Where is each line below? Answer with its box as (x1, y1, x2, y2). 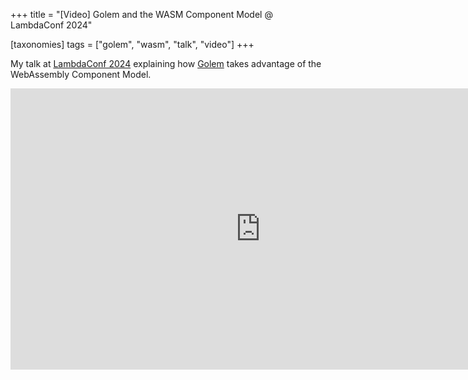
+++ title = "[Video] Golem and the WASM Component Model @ (10, 9, 273, 20)
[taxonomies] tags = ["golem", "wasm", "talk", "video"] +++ (10, 39, 255, 50)
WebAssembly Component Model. (10, 69, 152, 80)
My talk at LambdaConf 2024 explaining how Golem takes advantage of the (10, 58, 322, 69)
